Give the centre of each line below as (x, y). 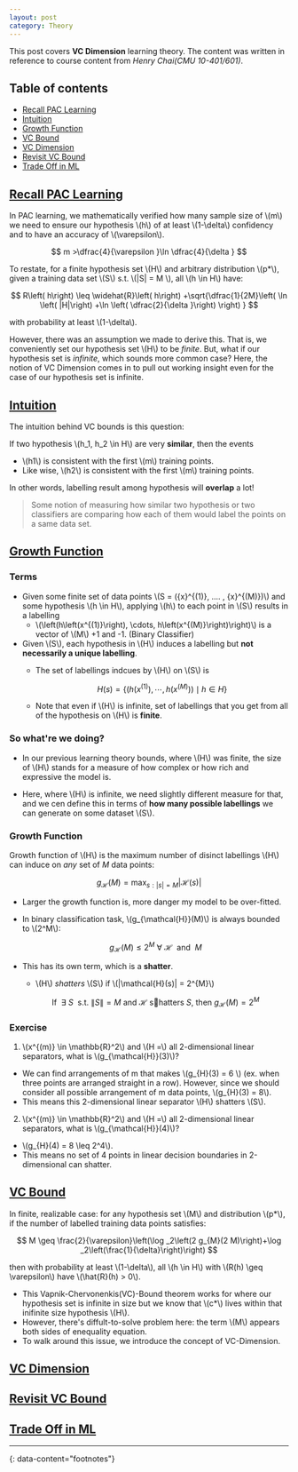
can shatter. (90, 1164)
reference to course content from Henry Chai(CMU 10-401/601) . (126, 60)
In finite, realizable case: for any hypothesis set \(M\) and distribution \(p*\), (147, 1213)
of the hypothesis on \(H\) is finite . (98, 715)
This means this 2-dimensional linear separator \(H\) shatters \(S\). (144, 1102)
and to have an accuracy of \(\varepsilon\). (87, 235)
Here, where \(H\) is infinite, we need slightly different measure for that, (153, 794)
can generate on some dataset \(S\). (88, 813)
